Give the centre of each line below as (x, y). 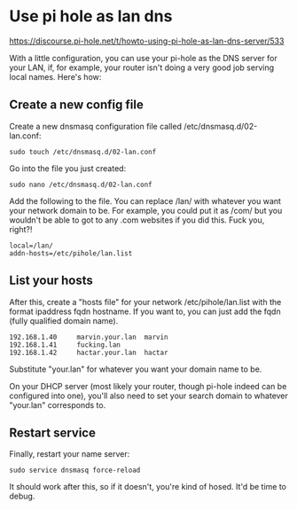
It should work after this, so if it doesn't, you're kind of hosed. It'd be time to (148, 487)
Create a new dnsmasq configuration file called (95, 126)
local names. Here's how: (55, 76)
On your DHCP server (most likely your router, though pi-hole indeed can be (148, 386)
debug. (22, 496)
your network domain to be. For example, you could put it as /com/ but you (146, 210)
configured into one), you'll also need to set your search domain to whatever (148, 396)
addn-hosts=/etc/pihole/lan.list (71, 253)
